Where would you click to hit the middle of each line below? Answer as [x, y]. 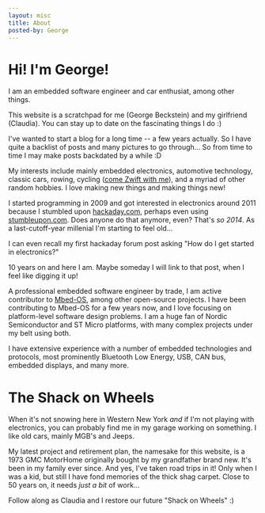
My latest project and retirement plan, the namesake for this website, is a [127, 451]
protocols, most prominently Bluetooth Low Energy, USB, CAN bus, [117, 357]
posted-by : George [38, 30]
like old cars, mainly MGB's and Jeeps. [71, 436]
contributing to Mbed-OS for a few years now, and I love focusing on [120, 308]
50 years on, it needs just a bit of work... [74, 485]
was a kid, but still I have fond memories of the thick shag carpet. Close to [129, 477]
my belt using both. [40, 333]
